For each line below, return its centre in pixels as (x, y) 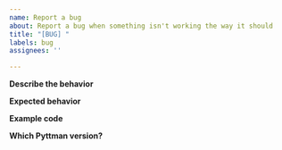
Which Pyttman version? (56, 136)
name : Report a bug (46, 17)
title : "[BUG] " (39, 34)
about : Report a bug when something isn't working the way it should (141, 26)
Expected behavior (45, 101)
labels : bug (31, 42)
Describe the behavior (51, 84)
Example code (36, 119)
